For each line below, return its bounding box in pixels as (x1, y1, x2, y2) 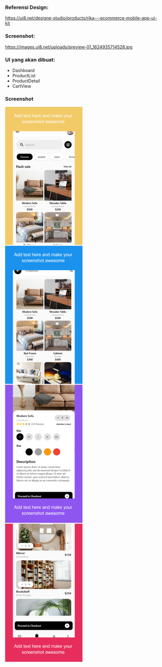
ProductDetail (12, 78, 40, 84)
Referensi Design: (5, 4, 49, 11)
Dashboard (12, 67, 35, 73)
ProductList (12, 72, 36, 78)
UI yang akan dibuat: (5, 56, 55, 63)
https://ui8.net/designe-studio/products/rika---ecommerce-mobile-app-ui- (5, 15, 157, 21)
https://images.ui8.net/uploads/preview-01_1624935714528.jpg (5, 44, 133, 50)
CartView (12, 83, 31, 89)
